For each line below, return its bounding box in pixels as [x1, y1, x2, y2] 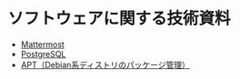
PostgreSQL [20, 48, 66, 59]
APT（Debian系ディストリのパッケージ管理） [20, 59, 191, 70]
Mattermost [20, 38, 65, 50]
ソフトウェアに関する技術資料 [7, 8, 232, 29]
